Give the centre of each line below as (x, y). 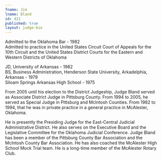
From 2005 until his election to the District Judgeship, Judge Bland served (80, 92)
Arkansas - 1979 (22, 77)
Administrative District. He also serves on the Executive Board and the (76, 127)
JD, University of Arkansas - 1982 (39, 67)
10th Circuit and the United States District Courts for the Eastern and (74, 52)
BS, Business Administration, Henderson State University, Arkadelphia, (76, 72)
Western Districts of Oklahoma (36, 57)
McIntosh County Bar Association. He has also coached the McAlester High (81, 143)
